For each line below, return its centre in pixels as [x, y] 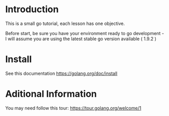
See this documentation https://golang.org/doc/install [61, 73]
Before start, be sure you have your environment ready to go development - [85, 33]
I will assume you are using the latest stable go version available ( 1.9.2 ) [81, 39]
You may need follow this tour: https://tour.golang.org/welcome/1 [73, 108]
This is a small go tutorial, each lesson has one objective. [65, 23]
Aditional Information [51, 94]
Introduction [32, 9]
